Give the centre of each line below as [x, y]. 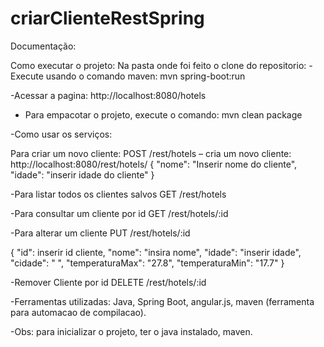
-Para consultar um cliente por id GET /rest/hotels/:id [119, 213]
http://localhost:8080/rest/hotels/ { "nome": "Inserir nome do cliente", [154, 164]
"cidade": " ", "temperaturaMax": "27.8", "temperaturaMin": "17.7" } [147, 263]
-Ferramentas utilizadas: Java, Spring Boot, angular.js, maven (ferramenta [162, 301]
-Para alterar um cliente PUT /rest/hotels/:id [100, 233]
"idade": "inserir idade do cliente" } [82, 174]
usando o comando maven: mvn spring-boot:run [145, 76]
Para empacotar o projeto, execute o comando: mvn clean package [163, 114]
